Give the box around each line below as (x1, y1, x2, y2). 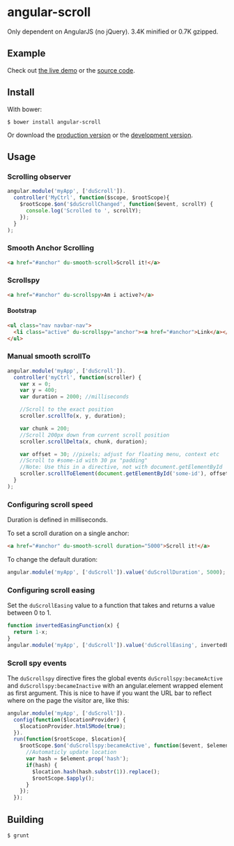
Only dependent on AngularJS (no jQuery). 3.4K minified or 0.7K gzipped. (7, 27, 219, 36)
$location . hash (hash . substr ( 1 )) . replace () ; (32, 768, 160, 775)
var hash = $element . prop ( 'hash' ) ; (25, 755, 130, 762)
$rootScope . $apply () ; (32, 775, 95, 782)
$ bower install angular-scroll (7, 118, 101, 126)
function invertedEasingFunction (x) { (7, 622, 120, 629)
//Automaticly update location (25, 749, 117, 756)
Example (7, 48, 46, 59)
